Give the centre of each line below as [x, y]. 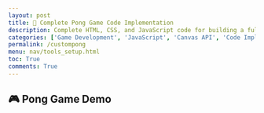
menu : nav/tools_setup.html [54, 52]
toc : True [24, 60]
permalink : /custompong [47, 45]
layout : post [29, 15]
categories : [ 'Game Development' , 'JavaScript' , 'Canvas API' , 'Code [125, 37]
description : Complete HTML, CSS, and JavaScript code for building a [126, 30]
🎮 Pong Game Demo [60, 99]
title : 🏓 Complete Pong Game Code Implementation [91, 23]
